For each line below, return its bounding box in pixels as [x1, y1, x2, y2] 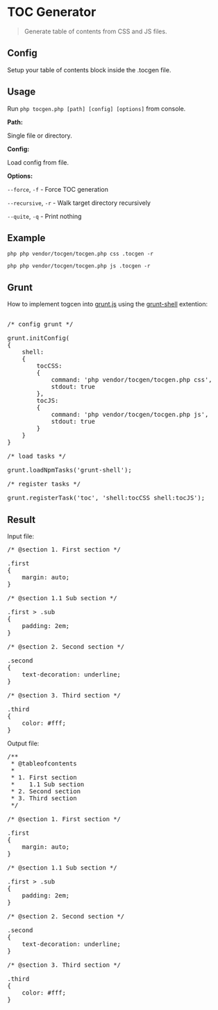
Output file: [7, 739, 40, 747]
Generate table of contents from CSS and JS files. [24, 27, 167, 35]
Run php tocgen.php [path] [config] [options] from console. [7, 104, 186, 113]
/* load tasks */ [7, 452, 66, 461]
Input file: [7, 532, 35, 540]
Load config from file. [7, 158, 69, 167]
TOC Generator [7, 4, 97, 20]
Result [7, 513, 36, 525]
